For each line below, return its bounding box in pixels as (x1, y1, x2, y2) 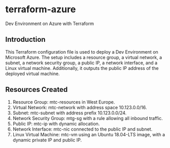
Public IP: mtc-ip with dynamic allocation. (12, 120, 100, 127)
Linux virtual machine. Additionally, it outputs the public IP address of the (5, 65, 159, 71)
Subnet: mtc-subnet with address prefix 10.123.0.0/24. (12, 110, 127, 116)
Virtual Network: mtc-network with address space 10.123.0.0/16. (12, 104, 147, 110)
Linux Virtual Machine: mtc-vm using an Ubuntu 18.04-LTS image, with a (12, 131, 165, 137)
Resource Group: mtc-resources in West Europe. (12, 98, 115, 105)
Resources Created (5, 85, 68, 94)
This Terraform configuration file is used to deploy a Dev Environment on (5, 48, 158, 55)
